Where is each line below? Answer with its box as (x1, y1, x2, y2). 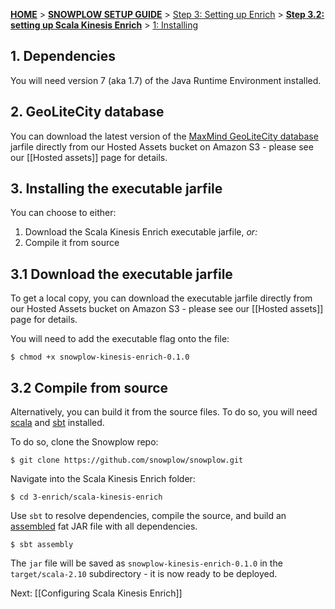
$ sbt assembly (10, 540, 74, 550)
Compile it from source (24, 237, 120, 249)
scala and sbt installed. (10, 417, 105, 429)
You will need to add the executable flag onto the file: (10, 333, 230, 345)
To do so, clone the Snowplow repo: (10, 436, 159, 448)
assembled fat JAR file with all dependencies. (10, 520, 198, 533)
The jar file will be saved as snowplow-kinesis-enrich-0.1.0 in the (10, 557, 283, 569)
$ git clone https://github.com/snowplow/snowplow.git (10, 455, 244, 466)
